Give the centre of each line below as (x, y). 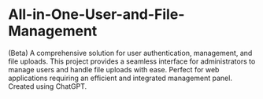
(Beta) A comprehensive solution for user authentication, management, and (130, 53)
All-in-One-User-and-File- (96, 15)
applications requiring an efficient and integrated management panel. (120, 78)
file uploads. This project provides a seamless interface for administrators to (132, 61)
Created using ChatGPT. (48, 86)
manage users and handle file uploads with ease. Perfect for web (114, 69)
